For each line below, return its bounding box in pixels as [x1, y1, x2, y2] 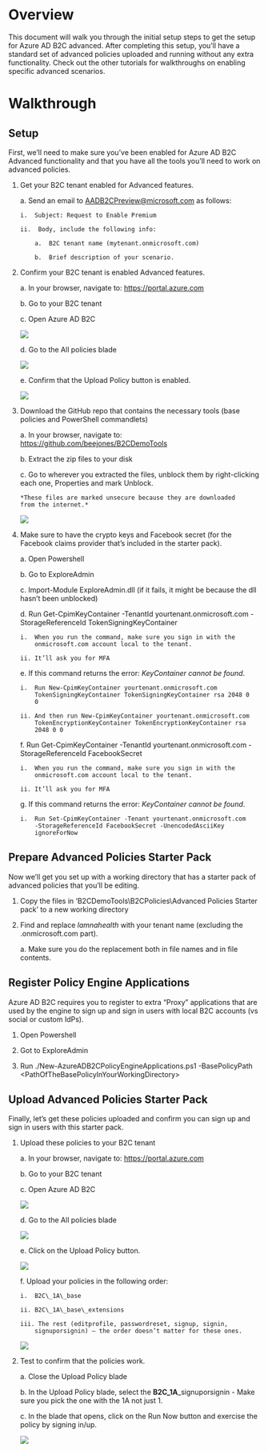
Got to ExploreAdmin [19, 1045, 89, 1055]
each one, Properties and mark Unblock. [19, 478, 154, 487]
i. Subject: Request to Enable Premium [19, 211, 157, 219]
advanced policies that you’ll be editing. [8, 881, 140, 890]
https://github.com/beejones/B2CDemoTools [19, 438, 168, 448]
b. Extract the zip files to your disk [19, 453, 134, 463]
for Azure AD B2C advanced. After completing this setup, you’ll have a [8, 40, 240, 50]
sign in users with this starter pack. [8, 1122, 124, 1133]
